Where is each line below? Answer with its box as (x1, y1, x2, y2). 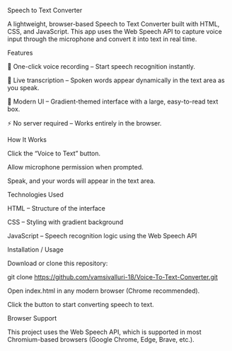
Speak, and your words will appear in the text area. (7, 177, 156, 185)
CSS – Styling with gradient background (7, 218, 124, 226)
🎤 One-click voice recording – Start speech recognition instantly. (7, 62, 196, 70)
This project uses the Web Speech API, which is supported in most (7, 328, 202, 336)
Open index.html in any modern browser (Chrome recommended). (7, 286, 200, 295)
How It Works (7, 135, 47, 144)
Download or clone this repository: (7, 259, 108, 267)
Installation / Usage (7, 245, 64, 254)
